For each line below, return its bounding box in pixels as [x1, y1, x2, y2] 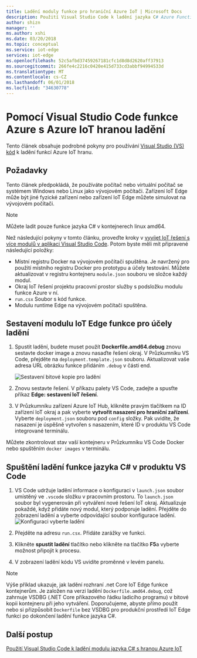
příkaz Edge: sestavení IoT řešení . [14, 391, 98, 398]
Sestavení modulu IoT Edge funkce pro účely [6, 318, 172, 329]
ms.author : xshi [6, 31, 46, 36]
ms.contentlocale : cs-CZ [6, 74, 67, 80]
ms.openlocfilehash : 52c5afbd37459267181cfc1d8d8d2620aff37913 [6, 58, 164, 63]
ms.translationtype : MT [6, 69, 64, 75]
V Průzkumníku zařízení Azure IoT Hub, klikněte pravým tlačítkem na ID [14, 402, 186, 409]
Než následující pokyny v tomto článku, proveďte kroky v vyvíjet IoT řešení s [6, 234, 190, 241]
